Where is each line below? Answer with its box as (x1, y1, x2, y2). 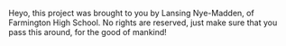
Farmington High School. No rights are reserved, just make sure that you (8, 17, 278, 28)
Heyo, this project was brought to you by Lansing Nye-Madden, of (8, 8, 254, 18)
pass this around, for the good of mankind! (8, 27, 168, 37)
